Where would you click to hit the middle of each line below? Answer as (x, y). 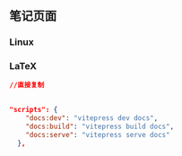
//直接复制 (27, 85)
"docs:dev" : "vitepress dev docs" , (92, 118)
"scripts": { (34, 110)
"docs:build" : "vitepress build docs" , (100, 126)
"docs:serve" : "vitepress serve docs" (98, 134)
